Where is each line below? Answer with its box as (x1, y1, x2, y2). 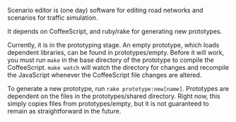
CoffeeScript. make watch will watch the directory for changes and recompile (7, 63, 230, 71)
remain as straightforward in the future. (7, 107, 122, 115)
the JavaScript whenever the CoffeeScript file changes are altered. (7, 71, 202, 79)
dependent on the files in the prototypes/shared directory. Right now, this (7, 92, 220, 100)
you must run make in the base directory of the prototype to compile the (7, 56, 214, 64)
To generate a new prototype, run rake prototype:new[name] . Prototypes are (7, 85, 230, 92)
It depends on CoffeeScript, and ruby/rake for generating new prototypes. (7, 28, 223, 35)
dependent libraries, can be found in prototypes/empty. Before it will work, (7, 49, 225, 56)
